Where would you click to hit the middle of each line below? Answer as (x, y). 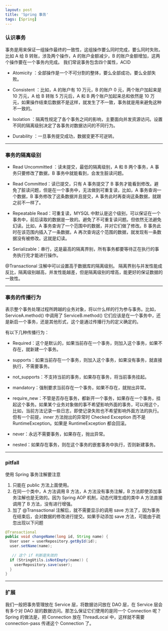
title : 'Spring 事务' (27, 15)
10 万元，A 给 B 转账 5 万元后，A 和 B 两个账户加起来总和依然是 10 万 (83, 96)
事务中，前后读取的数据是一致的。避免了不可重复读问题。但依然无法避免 (87, 219)
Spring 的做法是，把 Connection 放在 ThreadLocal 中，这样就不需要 (75, 617)
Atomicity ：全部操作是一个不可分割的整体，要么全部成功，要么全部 (82, 73)
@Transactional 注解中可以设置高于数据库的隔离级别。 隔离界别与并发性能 (82, 266)
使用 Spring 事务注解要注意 (33, 474)
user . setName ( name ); (31, 546)
